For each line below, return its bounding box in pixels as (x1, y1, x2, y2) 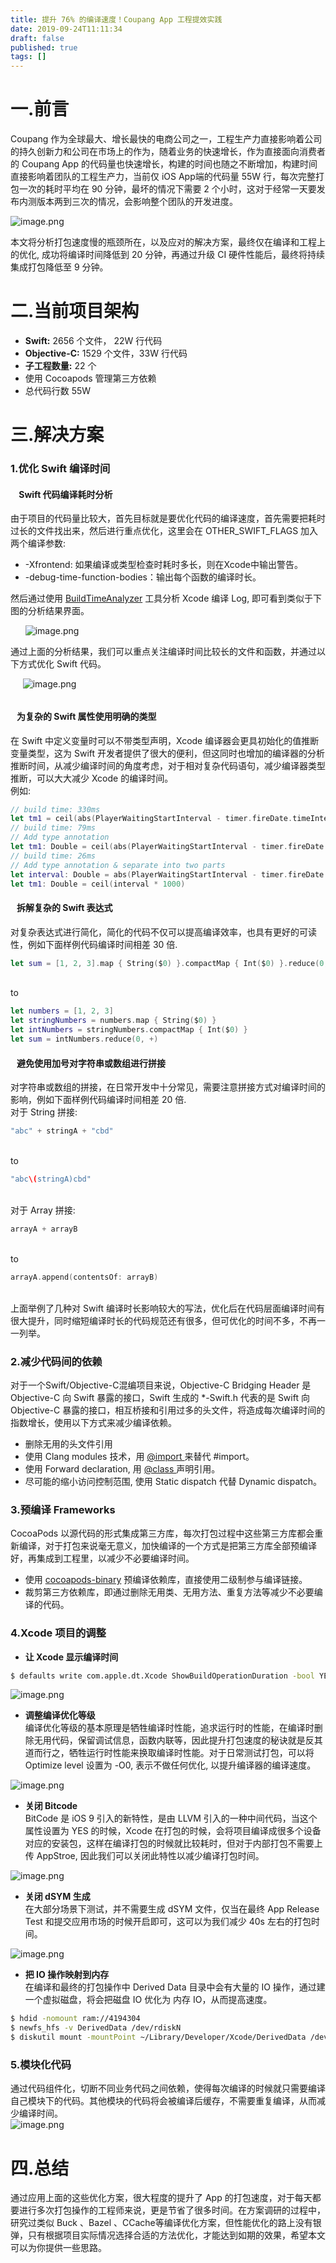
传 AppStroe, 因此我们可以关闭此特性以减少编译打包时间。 (24, 1850, 265, 1862)
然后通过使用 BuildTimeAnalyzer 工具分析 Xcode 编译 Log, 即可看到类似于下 (10, 592, 323, 605)
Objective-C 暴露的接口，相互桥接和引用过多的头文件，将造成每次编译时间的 (10, 1404, 326, 1416)
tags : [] (10, 52, 47, 62)
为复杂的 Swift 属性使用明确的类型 (16, 710, 157, 722)
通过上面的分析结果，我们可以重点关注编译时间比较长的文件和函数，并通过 (10, 646, 317, 658)
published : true (10, 42, 78, 53)
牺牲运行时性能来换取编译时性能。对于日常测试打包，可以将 (68, 1747, 315, 1759)
